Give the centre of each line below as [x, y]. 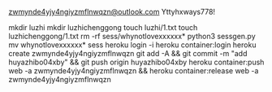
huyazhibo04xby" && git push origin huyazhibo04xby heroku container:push [136, 62]
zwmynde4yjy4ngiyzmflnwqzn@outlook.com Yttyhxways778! [112, 12]
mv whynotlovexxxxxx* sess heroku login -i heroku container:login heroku [132, 45]
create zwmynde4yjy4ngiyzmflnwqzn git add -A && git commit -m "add [128, 53]
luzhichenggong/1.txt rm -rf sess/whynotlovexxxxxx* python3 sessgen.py [132, 36]
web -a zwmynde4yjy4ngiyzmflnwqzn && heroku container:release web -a [134, 71]
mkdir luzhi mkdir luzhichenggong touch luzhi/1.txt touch [103, 27]
